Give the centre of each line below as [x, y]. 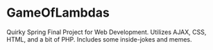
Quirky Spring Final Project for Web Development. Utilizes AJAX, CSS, [106, 32]
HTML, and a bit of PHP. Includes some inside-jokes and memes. [99, 39]
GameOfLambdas [58, 13]
